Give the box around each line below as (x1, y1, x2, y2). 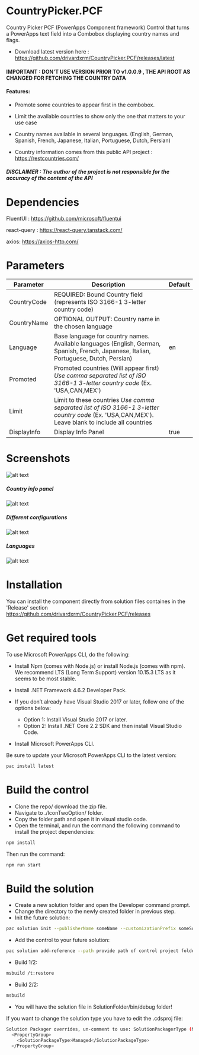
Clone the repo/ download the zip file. (14, 803, 107, 810)
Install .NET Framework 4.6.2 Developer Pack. (14, 686, 127, 693)
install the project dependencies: (14, 828, 95, 835)
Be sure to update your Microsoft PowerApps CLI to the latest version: (6, 751, 176, 759)
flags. (6, 36, 20, 43)
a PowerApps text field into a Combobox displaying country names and (6, 30, 179, 37)
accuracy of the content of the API (6, 174, 93, 182)
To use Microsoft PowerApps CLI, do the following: (6, 651, 130, 658)
